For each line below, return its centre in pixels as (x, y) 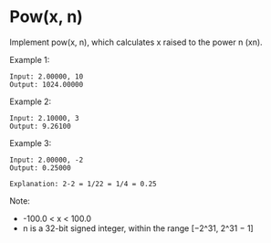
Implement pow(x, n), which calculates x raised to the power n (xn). (136, 42)
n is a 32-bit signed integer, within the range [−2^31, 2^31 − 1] (138, 228)
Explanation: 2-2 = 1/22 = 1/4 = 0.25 (83, 184)
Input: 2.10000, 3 (44, 118)
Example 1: (30, 59)
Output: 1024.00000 (47, 84)
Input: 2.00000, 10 (47, 76)
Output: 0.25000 (40, 168)
